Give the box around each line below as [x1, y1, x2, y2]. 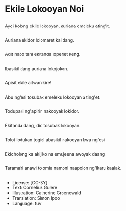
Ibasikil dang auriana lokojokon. [5, 65, 69, 72]
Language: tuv [12, 200, 42, 206]
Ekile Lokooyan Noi [5, 3, 84, 15]
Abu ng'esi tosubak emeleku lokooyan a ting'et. [5, 94, 101, 100]
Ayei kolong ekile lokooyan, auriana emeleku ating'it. [5, 23, 111, 29]
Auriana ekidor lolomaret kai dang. [5, 37, 74, 43]
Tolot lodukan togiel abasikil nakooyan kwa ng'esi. [5, 136, 106, 143]
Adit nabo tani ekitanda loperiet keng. [5, 52, 81, 57]
